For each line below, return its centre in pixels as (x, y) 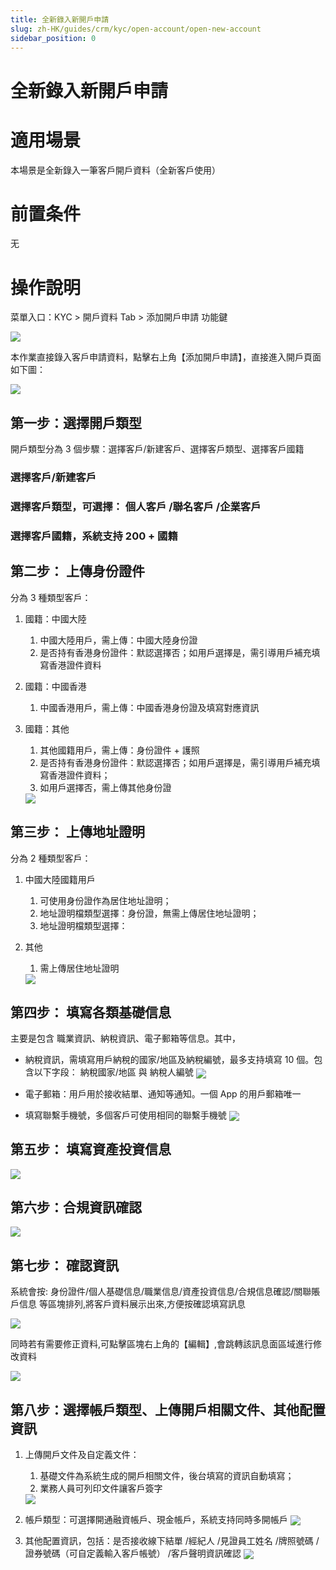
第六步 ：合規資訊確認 (76, 1207)
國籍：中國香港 (55, 686)
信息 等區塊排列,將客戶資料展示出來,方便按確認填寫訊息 (132, 1304)
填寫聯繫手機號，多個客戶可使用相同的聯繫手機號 (125, 1115)
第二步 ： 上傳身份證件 (77, 571)
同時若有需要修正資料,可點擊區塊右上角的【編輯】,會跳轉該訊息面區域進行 (162, 1344)
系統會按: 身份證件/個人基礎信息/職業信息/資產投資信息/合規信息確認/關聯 (161, 1292)
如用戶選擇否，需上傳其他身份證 (105, 787)
